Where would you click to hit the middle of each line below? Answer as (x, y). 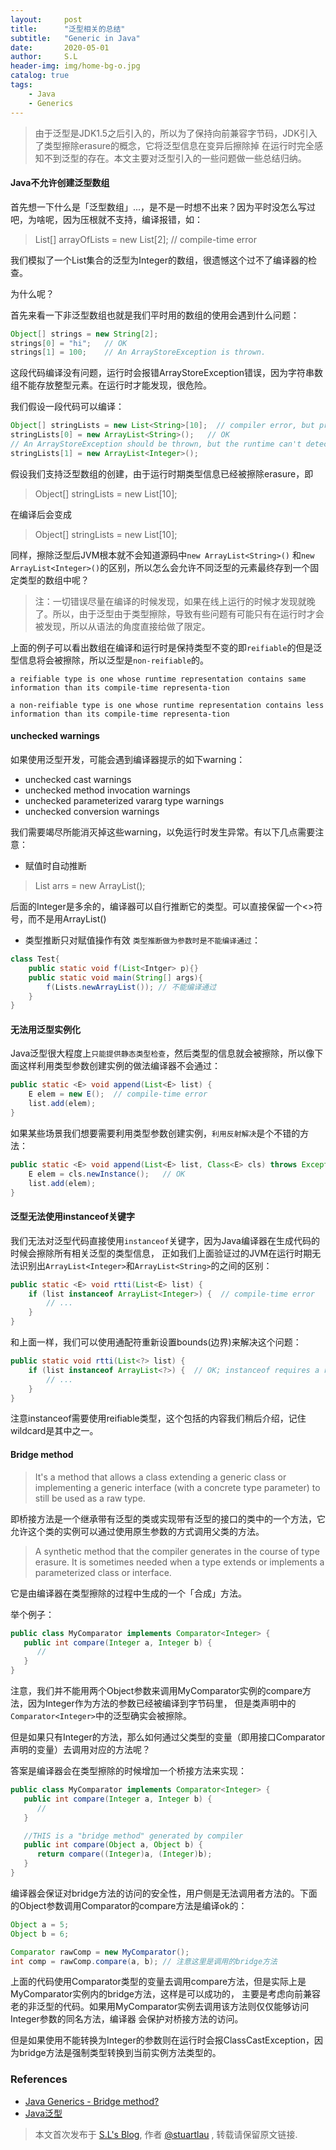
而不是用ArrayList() (67, 919)
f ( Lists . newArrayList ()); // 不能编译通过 (131, 987)
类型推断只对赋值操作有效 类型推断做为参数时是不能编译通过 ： (142, 940)
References (39, 2079)
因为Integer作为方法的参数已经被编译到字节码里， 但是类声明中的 (162, 1703)
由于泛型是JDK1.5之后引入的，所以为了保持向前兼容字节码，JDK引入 (176, 133)
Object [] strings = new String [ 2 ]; (84, 334)
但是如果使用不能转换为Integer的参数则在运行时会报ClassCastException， (162, 2040)
